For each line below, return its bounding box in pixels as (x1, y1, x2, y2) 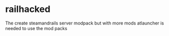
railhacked (5, 3, 50, 15)
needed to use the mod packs (5, 25, 68, 31)
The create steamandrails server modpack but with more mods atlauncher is (5, 20, 164, 26)
